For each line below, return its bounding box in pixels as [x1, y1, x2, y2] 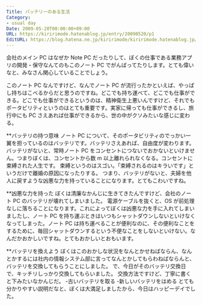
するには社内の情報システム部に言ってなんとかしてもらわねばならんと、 [16, 255, 195, 262]
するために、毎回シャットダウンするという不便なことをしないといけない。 [6, 228, 191, 234]
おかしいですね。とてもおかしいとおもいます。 [22, 235, 137, 242]
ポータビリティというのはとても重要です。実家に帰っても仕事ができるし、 [6, 104, 189, 111]
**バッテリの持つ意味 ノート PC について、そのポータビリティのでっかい [6, 132, 186, 139]
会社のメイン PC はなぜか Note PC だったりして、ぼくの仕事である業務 [6, 54, 182, 61]
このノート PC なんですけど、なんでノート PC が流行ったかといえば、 [6, 82, 179, 89]
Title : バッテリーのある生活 [6, 8, 70, 15]
